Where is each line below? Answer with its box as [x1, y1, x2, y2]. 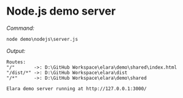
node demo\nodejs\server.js [6, 36, 79, 42]
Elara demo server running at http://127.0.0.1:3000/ [6, 85, 147, 92]
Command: [6, 24, 35, 32]
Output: [6, 47, 26, 54]
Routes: [6, 59, 26, 65]
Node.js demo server [6, 4, 116, 18]
